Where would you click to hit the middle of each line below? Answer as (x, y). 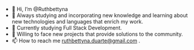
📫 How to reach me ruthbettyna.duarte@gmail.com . (76, 41)
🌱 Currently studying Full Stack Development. (67, 28)
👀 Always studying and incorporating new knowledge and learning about (100, 15)
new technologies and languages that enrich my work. (77, 21)
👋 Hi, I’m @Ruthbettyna (40, 9)
